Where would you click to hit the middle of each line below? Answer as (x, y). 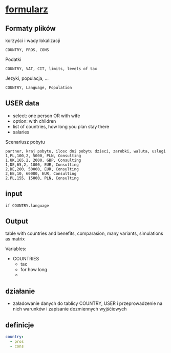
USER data (23, 103)
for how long (34, 270)
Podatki (13, 59)
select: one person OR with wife (46, 116)
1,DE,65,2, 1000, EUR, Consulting (42, 165)
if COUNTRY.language (27, 206)
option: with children (34, 121)
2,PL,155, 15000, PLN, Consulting (42, 178)
